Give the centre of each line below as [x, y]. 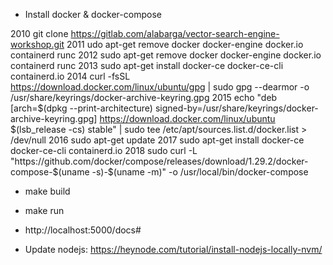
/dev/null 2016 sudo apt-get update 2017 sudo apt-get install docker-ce [157, 140]
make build [47, 191]
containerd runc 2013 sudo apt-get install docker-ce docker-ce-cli [147, 65]
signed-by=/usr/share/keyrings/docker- [236, 108]
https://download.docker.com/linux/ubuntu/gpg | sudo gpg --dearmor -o [160, 87]
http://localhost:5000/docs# [83, 230]
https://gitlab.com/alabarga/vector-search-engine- [175, 33]
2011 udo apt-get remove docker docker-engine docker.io [185, 44]
